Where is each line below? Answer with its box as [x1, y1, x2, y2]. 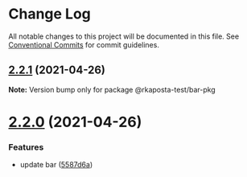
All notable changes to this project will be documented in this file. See [8, 31, 240, 41]
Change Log [8, 5, 91, 23]
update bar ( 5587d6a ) [19, 160, 93, 170]
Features [8, 142, 44, 153]
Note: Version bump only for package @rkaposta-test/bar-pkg [8, 84, 216, 94]
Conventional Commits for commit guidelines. [8, 39, 159, 49]
